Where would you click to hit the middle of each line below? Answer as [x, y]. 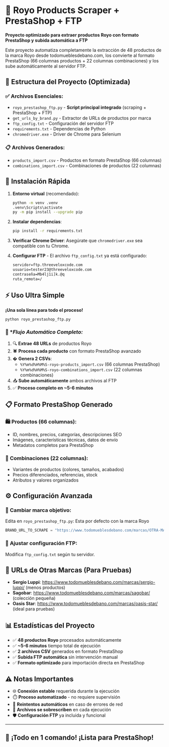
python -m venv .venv [35, 203]
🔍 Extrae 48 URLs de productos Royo [52, 343]
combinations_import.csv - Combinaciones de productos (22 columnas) [87, 165]
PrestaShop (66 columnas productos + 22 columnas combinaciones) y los [82, 60]
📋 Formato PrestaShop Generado [59, 405]
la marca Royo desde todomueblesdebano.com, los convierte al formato [80, 55]
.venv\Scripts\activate [37, 208]
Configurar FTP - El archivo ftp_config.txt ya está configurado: [80, 256]
